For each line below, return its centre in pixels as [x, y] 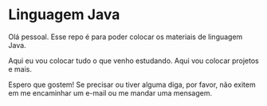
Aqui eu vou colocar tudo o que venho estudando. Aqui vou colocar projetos [133, 61]
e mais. [20, 69]
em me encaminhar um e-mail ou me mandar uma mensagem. [110, 92]
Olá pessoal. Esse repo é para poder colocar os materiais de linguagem [126, 37]
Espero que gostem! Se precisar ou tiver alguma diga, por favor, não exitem [132, 84]
